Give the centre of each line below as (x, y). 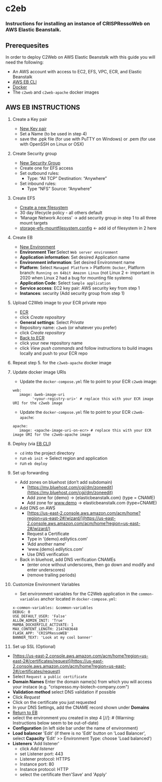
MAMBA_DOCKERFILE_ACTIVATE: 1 (43, 625)
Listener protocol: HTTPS (45, 759)
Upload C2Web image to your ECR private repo (59, 302)
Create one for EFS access (46, 168)
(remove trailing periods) (52, 575)
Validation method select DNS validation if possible (64, 692)
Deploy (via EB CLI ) (32, 443)
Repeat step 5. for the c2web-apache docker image (62, 362)
